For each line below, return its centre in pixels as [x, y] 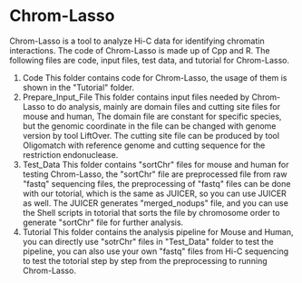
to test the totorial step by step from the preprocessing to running [145, 260]
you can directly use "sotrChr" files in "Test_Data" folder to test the [148, 241]
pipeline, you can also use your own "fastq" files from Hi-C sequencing [156, 251]
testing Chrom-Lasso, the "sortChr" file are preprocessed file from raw [155, 174]
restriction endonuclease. [70, 154]
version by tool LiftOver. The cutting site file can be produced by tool [151, 135]
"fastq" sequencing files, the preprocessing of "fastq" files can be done [156, 183]
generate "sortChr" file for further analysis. [103, 222]
